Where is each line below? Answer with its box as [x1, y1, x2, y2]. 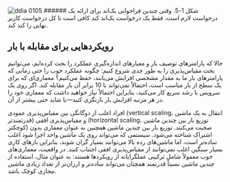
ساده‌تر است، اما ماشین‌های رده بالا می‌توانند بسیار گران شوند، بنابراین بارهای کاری [8, 138, 218, 146]
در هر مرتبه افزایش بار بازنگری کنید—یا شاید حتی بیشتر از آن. [8, 95, 164, 103]
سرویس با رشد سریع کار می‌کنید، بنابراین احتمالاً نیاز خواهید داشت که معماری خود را [8, 88, 221, 96]
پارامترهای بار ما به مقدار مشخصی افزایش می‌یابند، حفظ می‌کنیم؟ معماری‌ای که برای [8, 73, 223, 81]
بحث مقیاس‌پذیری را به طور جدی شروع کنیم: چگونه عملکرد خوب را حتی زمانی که [8, 66, 215, 75]
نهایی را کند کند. [8, 21, 49, 29]
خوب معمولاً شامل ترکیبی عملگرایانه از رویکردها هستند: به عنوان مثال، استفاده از [8, 152, 213, 160]
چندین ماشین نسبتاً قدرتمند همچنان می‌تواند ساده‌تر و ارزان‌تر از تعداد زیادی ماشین [8, 159, 215, 168]
